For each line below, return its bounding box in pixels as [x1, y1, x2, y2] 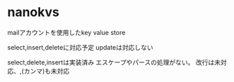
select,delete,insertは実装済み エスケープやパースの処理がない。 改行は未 [7, 57, 221, 67]
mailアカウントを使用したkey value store [7, 28, 126, 36]
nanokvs [7, 4, 60, 20]
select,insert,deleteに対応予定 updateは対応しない [7, 43, 153, 51]
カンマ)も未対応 [23, 67, 70, 75]
